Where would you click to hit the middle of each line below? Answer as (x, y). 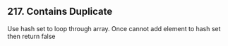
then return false (31, 36)
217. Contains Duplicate (60, 12)
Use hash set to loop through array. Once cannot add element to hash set (114, 28)
